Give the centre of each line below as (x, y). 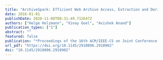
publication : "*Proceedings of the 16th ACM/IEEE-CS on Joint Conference (81, 41)
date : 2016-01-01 (23, 14)
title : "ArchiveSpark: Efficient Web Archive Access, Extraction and (77, 9)
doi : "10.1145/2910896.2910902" (38, 50)
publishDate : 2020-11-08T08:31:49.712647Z (49, 18)
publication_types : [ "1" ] (31, 28)
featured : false (21, 37)
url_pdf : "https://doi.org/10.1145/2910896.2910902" (59, 45)
